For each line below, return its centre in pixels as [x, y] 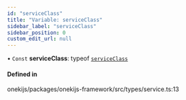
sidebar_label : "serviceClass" [52, 26]
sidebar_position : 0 [37, 33]
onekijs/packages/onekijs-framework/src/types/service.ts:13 [93, 89]
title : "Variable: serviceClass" [55, 20]
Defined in [22, 74]
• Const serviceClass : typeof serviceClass [68, 58]
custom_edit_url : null [39, 39]
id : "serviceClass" [35, 13]
